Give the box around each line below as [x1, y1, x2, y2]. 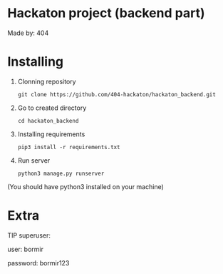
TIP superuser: [7, 230, 51, 240]
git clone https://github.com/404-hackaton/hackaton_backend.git [17, 91, 216, 98]
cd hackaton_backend [17, 117, 79, 124]
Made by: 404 [7, 29, 49, 37]
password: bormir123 [7, 258, 70, 267]
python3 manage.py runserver [17, 170, 105, 177]
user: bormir [7, 245, 44, 253]
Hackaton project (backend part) [7, 5, 205, 21]
